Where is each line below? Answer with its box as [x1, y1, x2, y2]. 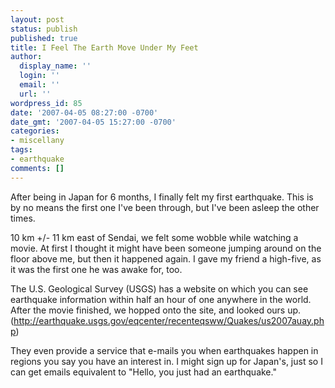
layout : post [10, 14, 65, 25]
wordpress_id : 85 [10, 98, 83, 108]
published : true [10, 33, 78, 43]
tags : [10, 145, 33, 155]
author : [10, 52, 43, 62]
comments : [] [10, 163, 65, 173]
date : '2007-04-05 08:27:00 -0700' [10, 107, 159, 118]
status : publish [10, 24, 78, 34]
